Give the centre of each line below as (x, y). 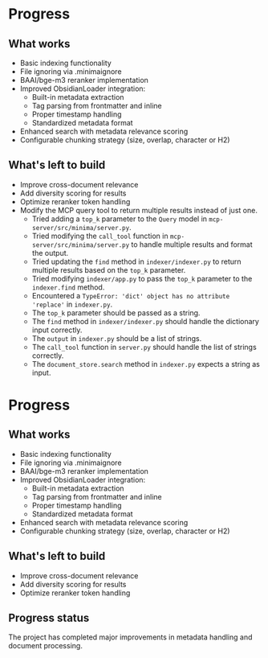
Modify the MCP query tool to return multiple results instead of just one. (139, 210)
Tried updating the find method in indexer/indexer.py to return (137, 261)
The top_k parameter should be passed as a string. (116, 313)
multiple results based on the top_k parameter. (109, 269)
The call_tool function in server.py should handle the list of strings (144, 347)
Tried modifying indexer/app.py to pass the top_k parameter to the (142, 278)
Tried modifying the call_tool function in (100, 236)
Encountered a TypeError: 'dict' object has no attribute (131, 295)
